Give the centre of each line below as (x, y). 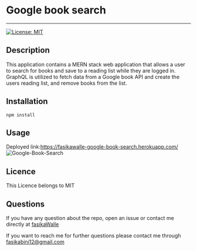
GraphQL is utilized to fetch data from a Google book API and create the (93, 77)
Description (28, 50)
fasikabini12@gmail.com (35, 242)
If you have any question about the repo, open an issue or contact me (90, 218)
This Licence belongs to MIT (40, 185)
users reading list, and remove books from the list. (67, 83)
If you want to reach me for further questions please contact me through (94, 235)
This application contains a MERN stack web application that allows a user (96, 64)
